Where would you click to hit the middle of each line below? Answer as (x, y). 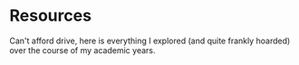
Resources (51, 16)
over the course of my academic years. (82, 50)
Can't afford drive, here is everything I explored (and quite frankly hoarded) (150, 41)
